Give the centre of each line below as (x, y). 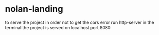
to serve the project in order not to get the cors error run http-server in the (79, 22)
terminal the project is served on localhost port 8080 (58, 27)
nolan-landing (34, 9)
